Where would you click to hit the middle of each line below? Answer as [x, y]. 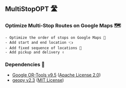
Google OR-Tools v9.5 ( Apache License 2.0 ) [56, 75]
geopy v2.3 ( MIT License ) [38, 80]
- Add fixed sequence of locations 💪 [43, 48]
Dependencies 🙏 [25, 64]
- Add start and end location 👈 [39, 42]
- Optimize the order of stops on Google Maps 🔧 [55, 37]
